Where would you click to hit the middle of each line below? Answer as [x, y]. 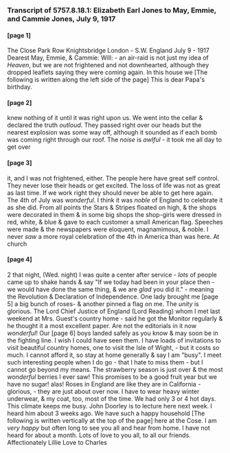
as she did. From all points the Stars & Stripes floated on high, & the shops [112, 207]
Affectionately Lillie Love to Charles [57, 442]
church [17, 244]
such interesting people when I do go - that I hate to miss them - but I [105, 362]
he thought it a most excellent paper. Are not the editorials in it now [102, 325]
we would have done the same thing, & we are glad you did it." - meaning [111, 289]
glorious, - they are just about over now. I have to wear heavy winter [103, 391]
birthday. [20, 87]
